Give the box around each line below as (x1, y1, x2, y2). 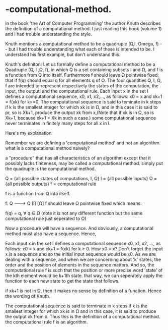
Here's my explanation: (5, 130, 53, 136)
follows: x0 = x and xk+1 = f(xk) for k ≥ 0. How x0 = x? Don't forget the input (5, 246, 163, 252)
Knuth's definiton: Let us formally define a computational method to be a (5, 61, 155, 67)
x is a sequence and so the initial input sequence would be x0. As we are (5, 251, 156, 257)
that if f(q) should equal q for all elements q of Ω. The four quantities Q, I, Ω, (5, 77, 162, 83)
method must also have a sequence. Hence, (5, 231, 97, 237)
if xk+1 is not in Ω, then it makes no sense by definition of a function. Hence (5, 288, 162, 294)
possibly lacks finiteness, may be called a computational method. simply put (5, 160, 163, 166)
